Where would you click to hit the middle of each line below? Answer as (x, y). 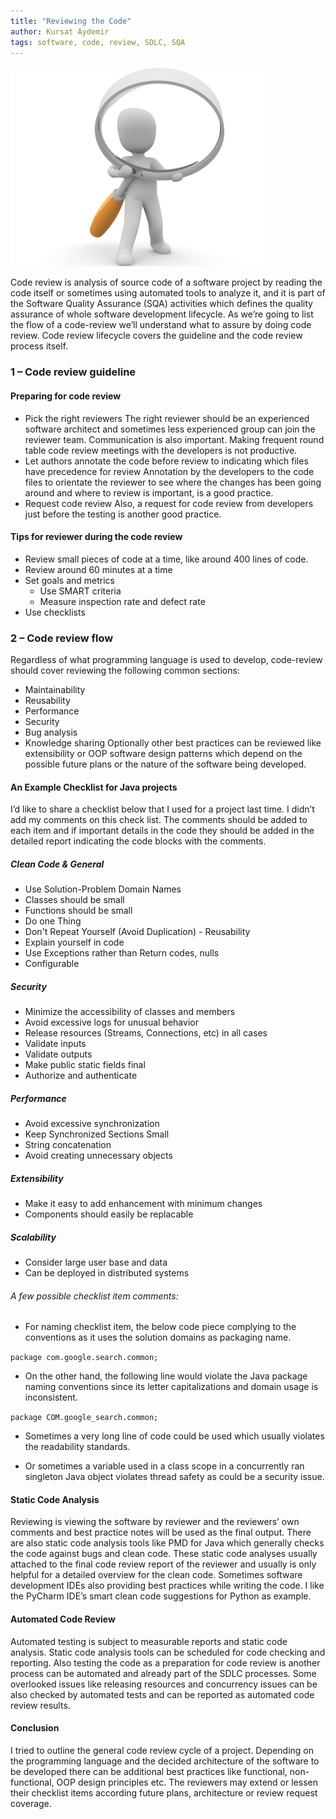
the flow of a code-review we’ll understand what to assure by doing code (161, 325)
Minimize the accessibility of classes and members (130, 1012)
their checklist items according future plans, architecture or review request (164, 1792)
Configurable (52, 964)
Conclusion (35, 1728)
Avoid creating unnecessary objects (98, 1156)
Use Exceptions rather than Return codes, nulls (122, 953)
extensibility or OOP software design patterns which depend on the (163, 753)
